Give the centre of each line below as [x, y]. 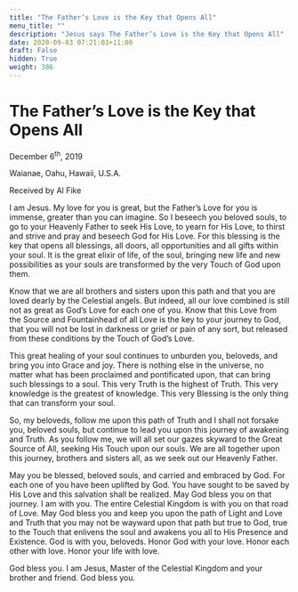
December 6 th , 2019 [46, 155]
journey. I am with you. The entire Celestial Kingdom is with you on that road [149, 504]
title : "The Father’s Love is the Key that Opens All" [113, 17]
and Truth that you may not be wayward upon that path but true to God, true [149, 523]
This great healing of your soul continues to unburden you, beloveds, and [144, 356]
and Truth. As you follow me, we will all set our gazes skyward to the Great [146, 439]
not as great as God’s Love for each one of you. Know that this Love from [143, 310]
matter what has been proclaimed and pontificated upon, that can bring [140, 375]
